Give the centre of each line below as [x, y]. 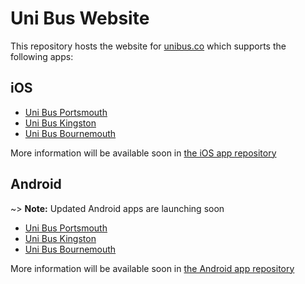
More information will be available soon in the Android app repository [152, 268]
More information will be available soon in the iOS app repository [143, 153]
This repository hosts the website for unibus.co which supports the [148, 46]
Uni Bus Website [80, 18]
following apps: [42, 56]
